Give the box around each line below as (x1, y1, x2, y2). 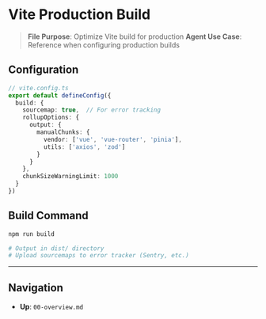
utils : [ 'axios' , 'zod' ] (43, 142, 126, 151)
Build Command (8, 209, 89, 222)
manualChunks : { (36, 128, 90, 136)
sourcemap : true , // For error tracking (22, 106, 161, 114)
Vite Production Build (8, 6, 151, 24)
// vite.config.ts (8, 84, 69, 92)
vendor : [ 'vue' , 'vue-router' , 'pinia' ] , (43, 135, 182, 143)
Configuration (8, 63, 79, 77)
